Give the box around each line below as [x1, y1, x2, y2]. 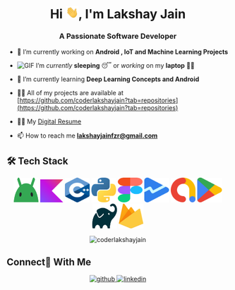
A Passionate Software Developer [59, 31, 177, 41]
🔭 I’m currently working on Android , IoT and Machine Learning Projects [16, 47, 229, 56]
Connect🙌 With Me [6, 256, 92, 268]
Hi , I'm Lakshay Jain [49, 6, 186, 23]
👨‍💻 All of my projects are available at [16, 88, 124, 97]
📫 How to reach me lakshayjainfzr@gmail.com [16, 131, 158, 140]
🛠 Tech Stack [6, 155, 68, 167]
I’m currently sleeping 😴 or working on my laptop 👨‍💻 [35, 61, 195, 69]
